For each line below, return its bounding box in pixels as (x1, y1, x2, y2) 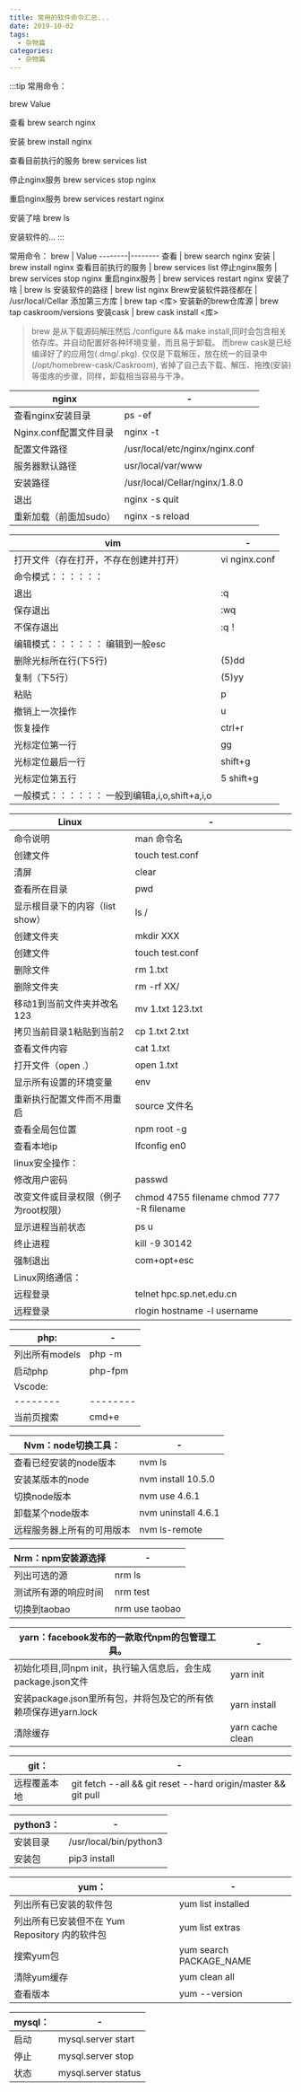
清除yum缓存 (13, 1972, 69, 1983)
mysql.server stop (57, 2050, 134, 2061)
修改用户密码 (13, 1173, 69, 1186)
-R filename (134, 1202, 186, 1215)
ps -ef (124, 409, 152, 421)
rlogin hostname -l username (134, 1305, 259, 1316)
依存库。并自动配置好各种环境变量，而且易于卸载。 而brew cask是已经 (30, 338, 292, 347)
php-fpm (89, 1365, 129, 1376)
